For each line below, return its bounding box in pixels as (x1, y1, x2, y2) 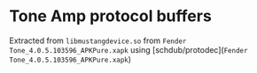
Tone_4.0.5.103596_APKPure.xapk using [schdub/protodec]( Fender (9, 44, 248, 55)
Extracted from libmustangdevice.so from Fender (9, 35, 187, 46)
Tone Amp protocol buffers (9, 6, 213, 26)
